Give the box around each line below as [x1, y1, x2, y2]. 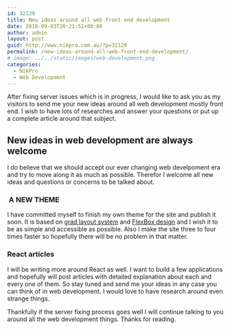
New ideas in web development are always [7, 134, 194, 146]
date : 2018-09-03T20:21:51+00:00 [7, 23, 103, 30]
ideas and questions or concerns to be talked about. [7, 178, 155, 186]
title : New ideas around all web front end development [7, 16, 170, 23]
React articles [7, 250, 55, 259]
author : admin [7, 29, 48, 36]
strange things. [7, 294, 50, 303]
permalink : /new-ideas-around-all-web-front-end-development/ [7, 49, 189, 56]
